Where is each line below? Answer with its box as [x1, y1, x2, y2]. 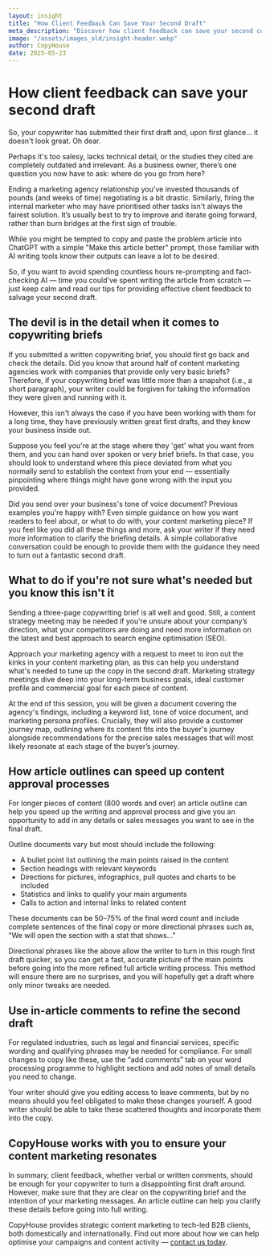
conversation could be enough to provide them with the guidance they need [8, 541, 260, 551]
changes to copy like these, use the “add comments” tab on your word [8, 1055, 242, 1064]
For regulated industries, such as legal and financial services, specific [8, 1038, 239, 1047]
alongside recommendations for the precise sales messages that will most [8, 733, 254, 743]
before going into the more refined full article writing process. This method [8, 963, 256, 973]
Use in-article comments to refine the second [8, 1003, 241, 1018]
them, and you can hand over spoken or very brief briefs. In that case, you [8, 449, 255, 459]
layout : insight [8, 11, 63, 20]
